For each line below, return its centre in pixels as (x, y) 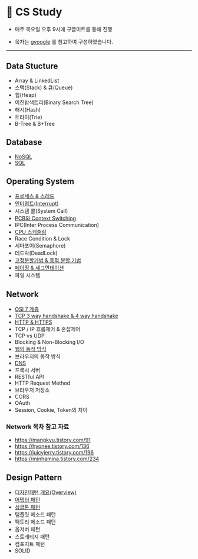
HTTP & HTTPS (33, 322)
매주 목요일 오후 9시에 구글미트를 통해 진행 (63, 29)
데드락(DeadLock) (36, 253)
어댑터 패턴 (27, 500)
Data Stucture (32, 66)
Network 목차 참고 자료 (38, 427)
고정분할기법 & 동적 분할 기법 (48, 261)
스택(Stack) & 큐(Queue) (44, 87)
